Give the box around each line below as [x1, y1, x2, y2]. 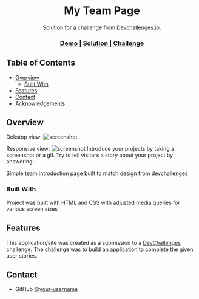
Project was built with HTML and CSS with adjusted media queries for [6, 199, 180, 206]
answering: [6, 158, 35, 165]
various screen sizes [6, 205, 58, 213]
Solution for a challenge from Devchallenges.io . [42, 24, 161, 31]
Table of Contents [6, 58, 76, 68]
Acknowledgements [15, 100, 66, 107]
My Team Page [63, 4, 141, 18]
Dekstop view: [6, 133, 42, 140]
